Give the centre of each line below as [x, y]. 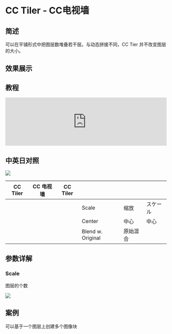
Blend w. [92, 232]
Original [91, 238]
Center [90, 221]
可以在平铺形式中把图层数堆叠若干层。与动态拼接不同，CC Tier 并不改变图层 [86, 44]
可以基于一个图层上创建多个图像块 [41, 326]
